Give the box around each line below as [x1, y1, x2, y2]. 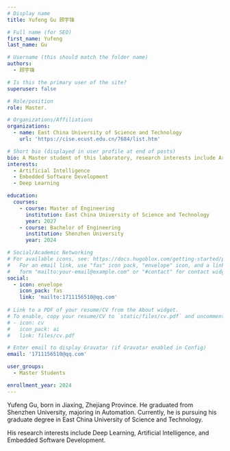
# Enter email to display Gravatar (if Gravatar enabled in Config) [7, 344, 207, 352]
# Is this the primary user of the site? [7, 79, 127, 86]
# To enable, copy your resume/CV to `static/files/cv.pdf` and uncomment [7, 313, 225, 319]
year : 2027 [25, 217, 57, 225]
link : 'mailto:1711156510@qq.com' [19, 294, 118, 301]
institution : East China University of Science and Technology [25, 211, 210, 218]
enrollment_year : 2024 [7, 382, 72, 389]
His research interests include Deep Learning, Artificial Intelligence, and [7, 428, 209, 437]
